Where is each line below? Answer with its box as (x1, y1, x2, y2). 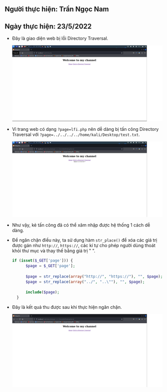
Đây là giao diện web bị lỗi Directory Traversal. (12, 36, 108, 42)
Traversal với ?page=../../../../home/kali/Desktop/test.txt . (12, 131, 140, 138)
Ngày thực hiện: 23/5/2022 (5, 22, 92, 31)
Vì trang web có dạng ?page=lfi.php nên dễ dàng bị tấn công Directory (12, 126, 159, 132)
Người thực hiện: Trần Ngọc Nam (5, 5, 109, 14)
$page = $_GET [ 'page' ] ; (25, 264, 76, 269)
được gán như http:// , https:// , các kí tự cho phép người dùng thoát (12, 243, 156, 249)
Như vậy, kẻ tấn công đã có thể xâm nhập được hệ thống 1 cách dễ (12, 222, 150, 228)
